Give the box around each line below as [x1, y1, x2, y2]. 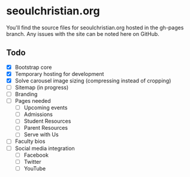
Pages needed [14, 97, 51, 105]
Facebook [23, 151, 49, 158]
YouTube [23, 164, 46, 172]
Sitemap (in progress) [14, 84, 69, 91]
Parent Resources [23, 124, 68, 132]
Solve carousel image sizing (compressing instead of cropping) [14, 77, 171, 84]
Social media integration [14, 145, 75, 152]
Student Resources [23, 118, 71, 125]
